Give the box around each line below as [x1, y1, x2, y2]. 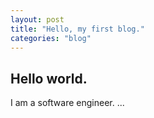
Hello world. [10, 70, 88, 87]
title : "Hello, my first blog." [10, 24, 145, 34]
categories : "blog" [10, 33, 92, 43]
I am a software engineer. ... [10, 97, 125, 109]
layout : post [10, 14, 65, 25]
